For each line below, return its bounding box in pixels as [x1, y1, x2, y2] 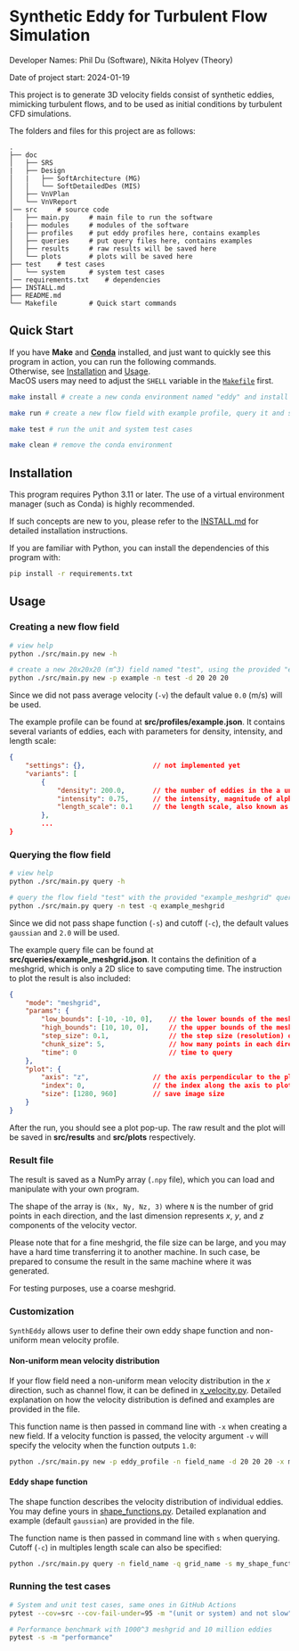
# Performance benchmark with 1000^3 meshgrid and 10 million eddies [9, 1625, 273, 1634]
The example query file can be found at [9, 944, 154, 955]
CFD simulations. [9, 108, 72, 119]
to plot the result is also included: [9, 972, 131, 983]
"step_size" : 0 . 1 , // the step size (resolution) [41, 1032, 285, 1041]
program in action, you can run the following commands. [9, 356, 216, 367]
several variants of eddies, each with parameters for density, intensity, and [9, 726, 283, 737]
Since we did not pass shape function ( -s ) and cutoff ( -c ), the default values [9, 917, 289, 929]
